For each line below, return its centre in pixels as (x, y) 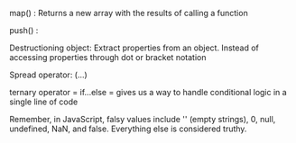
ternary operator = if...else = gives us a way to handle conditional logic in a (148, 92)
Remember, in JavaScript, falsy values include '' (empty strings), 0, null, (143, 119)
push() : (24, 30)
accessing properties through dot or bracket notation (108, 57)
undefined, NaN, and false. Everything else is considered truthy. (128, 129)
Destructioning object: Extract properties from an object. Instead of (134, 48)
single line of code (44, 102)
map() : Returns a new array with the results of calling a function (129, 13)
